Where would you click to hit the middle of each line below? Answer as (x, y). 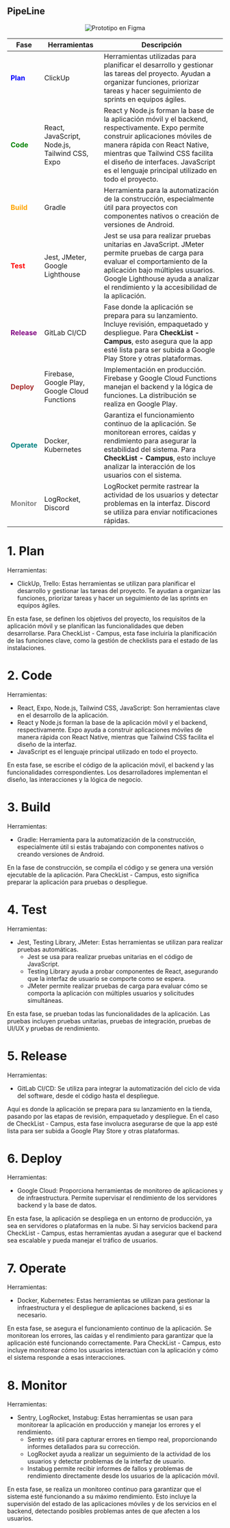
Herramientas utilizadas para (150, 56)
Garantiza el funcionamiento (149, 415)
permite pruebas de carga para (154, 253)
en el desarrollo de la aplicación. (63, 715)
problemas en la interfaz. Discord (157, 503)
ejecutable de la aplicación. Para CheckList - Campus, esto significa (103, 875)
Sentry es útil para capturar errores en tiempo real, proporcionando (122, 1439)
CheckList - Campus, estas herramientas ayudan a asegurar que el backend (115, 1233)
